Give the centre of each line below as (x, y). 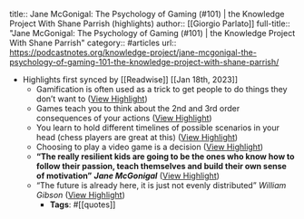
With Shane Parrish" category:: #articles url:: (93, 43)
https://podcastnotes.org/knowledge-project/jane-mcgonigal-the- (133, 52)
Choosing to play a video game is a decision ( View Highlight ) (150, 147)
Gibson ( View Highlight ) (80, 195)
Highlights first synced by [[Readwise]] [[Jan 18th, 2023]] (130, 80)
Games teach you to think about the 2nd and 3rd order (138, 108)
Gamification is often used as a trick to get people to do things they (162, 89)
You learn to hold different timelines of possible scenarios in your (157, 128)
